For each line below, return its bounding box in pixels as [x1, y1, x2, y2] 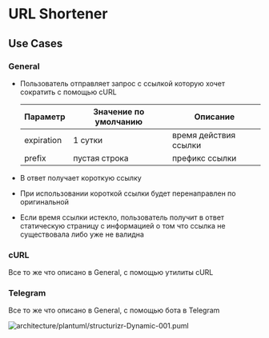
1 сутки [73, 134, 103, 145]
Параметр [23, 111, 66, 122]
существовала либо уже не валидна [19, 229, 144, 239]
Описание [194, 111, 235, 122]
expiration [23, 134, 62, 145]
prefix [23, 153, 46, 164]
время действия [171, 129, 236, 141]
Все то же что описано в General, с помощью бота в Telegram [8, 305, 220, 316]
